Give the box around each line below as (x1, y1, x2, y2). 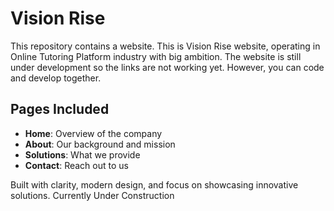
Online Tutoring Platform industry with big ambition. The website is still (10, 50, 302, 62)
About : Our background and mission (24, 138, 176, 150)
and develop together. (10, 72, 102, 84)
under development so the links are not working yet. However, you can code (10, 61, 325, 73)
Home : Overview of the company (24, 127, 163, 139)
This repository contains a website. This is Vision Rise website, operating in (10, 40, 321, 52)
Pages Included (10, 101, 110, 118)
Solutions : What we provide (24, 148, 141, 161)
